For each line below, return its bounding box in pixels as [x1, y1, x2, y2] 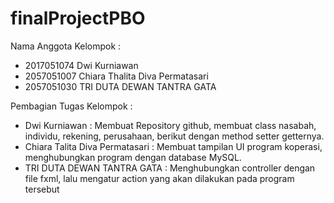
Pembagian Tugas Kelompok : [10, 100, 133, 112]
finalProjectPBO [10, 7, 146, 30]
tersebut [24, 183, 60, 195]
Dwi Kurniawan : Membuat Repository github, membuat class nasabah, [24, 119, 317, 131]
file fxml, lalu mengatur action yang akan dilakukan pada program [24, 172, 295, 184]
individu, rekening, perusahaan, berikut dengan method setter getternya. [24, 130, 325, 142]
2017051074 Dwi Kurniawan [24, 59, 139, 71]
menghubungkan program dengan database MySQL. [24, 151, 242, 163]
